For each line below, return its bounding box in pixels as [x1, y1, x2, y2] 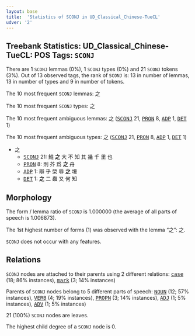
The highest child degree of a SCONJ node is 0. [6, 323, 117, 330]
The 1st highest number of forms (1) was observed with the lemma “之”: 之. [6, 226, 186, 233]
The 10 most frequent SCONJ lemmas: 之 [6, 90, 100, 97]
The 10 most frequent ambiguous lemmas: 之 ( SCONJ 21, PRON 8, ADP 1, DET [6, 115, 187, 122]
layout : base [6, 8, 38, 15]
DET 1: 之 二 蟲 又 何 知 [23, 175, 78, 182]
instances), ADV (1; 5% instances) [6, 300, 86, 307]
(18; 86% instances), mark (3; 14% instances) [6, 276, 116, 283]
